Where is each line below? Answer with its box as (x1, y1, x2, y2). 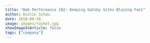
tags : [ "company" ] (5, 30, 43, 35)
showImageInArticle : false (5, 26, 61, 31)
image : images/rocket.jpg (5, 21, 59, 26)
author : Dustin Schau (5, 12, 50, 17)
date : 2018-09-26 (5, 16, 41, 21)
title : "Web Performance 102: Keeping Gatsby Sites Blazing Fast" (5, 7, 146, 12)
